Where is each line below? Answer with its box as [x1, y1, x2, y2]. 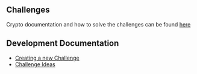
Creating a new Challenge [14, 54, 80, 61]
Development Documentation [6, 39, 119, 49]
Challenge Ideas [14, 60, 55, 68]
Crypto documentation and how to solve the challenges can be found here [6, 20, 191, 28]
